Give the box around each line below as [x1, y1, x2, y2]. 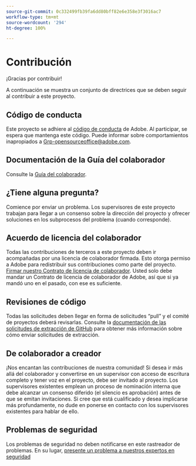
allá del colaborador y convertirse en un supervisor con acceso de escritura [6, 371, 190, 378]
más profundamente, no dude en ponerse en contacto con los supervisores [6, 402, 189, 409]
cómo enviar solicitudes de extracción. [6, 331, 100, 339]
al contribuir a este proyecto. [6, 92, 76, 100]
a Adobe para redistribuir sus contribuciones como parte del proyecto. [6, 261, 177, 268]
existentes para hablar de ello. [6, 408, 79, 415]
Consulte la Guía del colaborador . [6, 170, 87, 177]
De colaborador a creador [6, 348, 102, 358]
